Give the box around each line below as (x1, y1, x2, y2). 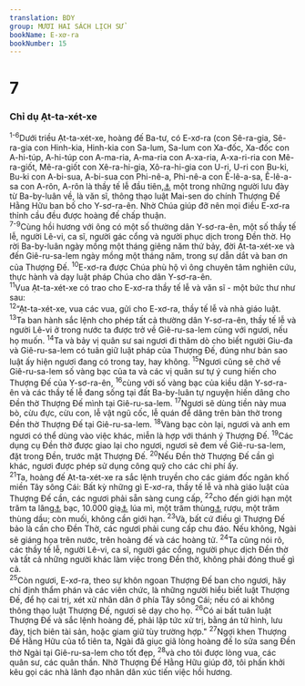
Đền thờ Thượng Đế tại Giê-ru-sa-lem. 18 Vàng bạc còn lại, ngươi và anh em (9, 417, 290, 429)
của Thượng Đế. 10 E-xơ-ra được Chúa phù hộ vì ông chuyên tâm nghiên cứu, (9, 261, 297, 272)
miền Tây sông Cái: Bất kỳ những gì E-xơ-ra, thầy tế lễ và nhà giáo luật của (9, 481, 290, 492)
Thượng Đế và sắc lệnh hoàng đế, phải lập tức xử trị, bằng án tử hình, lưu (9, 615, 283, 626)
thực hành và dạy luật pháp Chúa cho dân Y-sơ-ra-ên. (9, 271, 212, 282)
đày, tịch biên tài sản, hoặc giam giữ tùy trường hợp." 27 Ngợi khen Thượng (9, 625, 287, 637)
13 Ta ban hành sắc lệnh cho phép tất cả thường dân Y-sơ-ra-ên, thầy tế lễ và (9, 313, 297, 325)
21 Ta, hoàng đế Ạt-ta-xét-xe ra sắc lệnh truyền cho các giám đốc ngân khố (9, 470, 290, 483)
